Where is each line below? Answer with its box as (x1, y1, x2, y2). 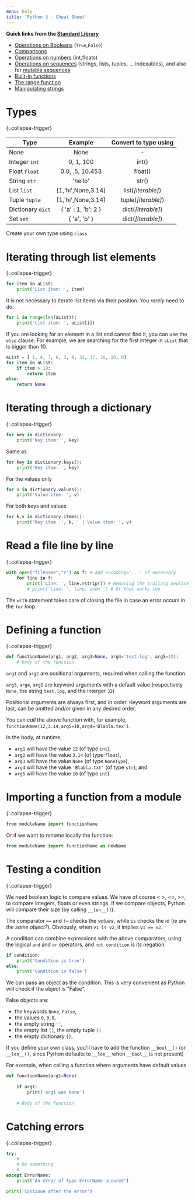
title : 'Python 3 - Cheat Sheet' (6, 14, 88, 20)
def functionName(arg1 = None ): (6, 1073, 80, 1079)
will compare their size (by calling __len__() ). (6, 906, 115, 913)
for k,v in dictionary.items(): (6, 514, 85, 520)
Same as (6, 448, 27, 455)
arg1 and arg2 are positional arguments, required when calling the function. (6, 670, 187, 677)
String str (9, 177, 36, 185)
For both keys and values (6, 502, 67, 509)
